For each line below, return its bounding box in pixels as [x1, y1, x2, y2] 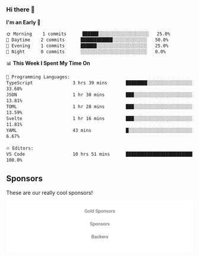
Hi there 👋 [6, 5, 36, 14]
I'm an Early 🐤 [6, 19, 41, 26]
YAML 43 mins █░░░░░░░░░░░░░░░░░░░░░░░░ [6, 128, 193, 134]
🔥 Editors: [6, 146, 34, 151]
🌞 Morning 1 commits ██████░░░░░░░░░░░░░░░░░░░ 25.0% [6, 31, 170, 37]
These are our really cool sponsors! [6, 189, 93, 197]
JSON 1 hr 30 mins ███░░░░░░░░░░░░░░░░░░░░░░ [6, 92, 193, 98]
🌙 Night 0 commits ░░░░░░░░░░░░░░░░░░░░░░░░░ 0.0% [6, 49, 166, 55]
